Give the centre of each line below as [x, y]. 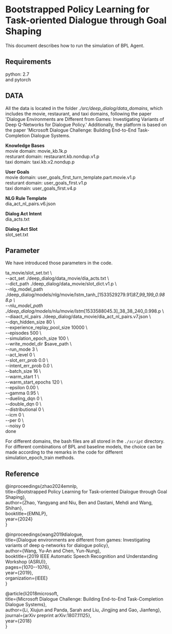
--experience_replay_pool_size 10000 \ [46, 328]
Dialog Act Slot [22, 229]
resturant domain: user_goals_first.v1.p [46, 183]
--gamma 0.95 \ [22, 393]
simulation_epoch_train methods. [40, 458]
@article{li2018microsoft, [32, 594]
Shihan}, [14, 508]
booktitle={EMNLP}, [26, 514]
